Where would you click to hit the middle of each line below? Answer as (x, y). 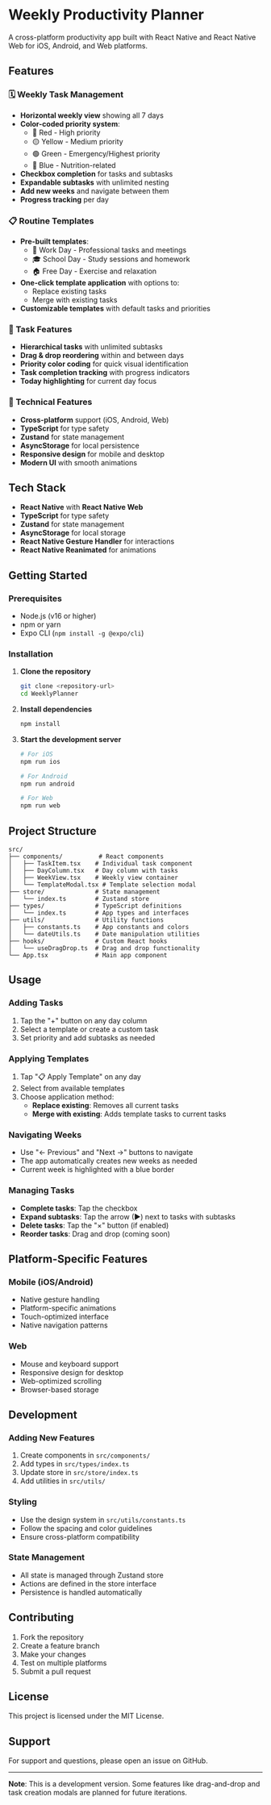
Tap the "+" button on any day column (83, 1020)
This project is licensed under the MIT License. (86, 1716)
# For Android (44, 776)
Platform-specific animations (68, 1308)
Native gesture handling (60, 1299)
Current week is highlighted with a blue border (97, 1169)
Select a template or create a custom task (89, 1029)
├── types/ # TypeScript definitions (95, 906)
